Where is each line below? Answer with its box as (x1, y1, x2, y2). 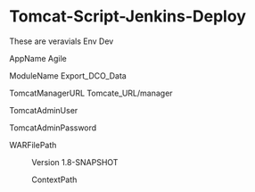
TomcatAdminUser (9, 104, 78, 115)
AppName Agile (9, 53, 67, 63)
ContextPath (31, 174, 78, 185)
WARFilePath (9, 139, 57, 150)
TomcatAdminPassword (9, 122, 97, 133)
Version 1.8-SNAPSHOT (31, 156, 119, 167)
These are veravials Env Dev (9, 36, 114, 46)
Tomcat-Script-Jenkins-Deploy (9, 6, 247, 27)
